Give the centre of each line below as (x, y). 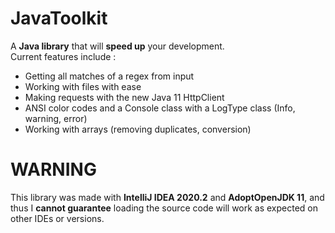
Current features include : (63, 56)
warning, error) (56, 118)
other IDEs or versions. (57, 218)
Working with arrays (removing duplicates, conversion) (138, 129)
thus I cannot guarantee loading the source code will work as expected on (164, 208)
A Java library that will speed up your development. (117, 46)
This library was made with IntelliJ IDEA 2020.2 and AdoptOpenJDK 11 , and (167, 197)
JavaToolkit (59, 18)
